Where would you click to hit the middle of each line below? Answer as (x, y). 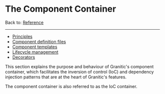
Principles (22, 36)
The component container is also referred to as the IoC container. (71, 86)
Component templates (35, 47)
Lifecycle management (35, 52)
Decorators (24, 57)
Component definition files (39, 41)
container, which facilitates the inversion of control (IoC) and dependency (79, 72)
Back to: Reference (24, 22)
